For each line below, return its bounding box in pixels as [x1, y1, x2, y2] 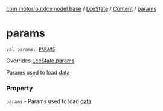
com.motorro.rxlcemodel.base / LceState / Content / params [6, 5, 157, 12]
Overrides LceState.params [6, 57, 75, 64]
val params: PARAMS [6, 46, 56, 52]
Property [6, 84, 33, 92]
